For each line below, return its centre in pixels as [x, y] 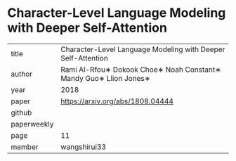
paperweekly [32, 124]
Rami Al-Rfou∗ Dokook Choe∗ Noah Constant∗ [141, 70]
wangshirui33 [84, 147]
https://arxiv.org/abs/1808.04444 [117, 101]
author [22, 74]
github [21, 112]
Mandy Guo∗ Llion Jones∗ [106, 78]
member [25, 147]
